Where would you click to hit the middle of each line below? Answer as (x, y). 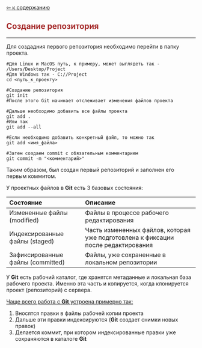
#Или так (17, 121)
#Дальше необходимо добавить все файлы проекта (67, 111)
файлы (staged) (32, 241)
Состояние (26, 203)
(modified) (24, 220)
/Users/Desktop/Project (36, 69)
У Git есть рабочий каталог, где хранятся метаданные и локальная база (99, 277)
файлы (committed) (37, 262)
